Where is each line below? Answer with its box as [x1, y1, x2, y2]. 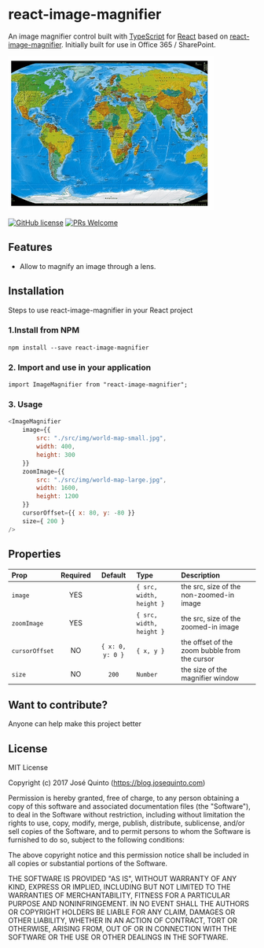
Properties [8, 548, 61, 561]
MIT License [8, 763, 49, 773]
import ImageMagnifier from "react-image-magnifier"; [8, 381, 189, 389]
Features [8, 241, 53, 254]
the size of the [180, 665, 228, 674]
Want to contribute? [8, 698, 108, 711]
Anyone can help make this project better [8, 719, 142, 729]
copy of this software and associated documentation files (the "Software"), [8, 802, 251, 811]
